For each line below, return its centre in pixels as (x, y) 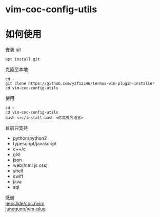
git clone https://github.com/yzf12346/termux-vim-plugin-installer (80, 84)
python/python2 (30, 138)
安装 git (13, 50)
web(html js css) (30, 165)
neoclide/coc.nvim (25, 204)
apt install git (23, 59)
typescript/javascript (35, 144)
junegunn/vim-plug (26, 209)
